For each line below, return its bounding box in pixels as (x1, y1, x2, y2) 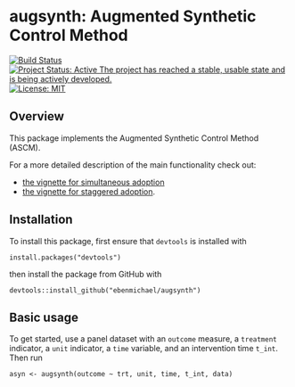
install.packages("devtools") (9, 252, 122, 262)
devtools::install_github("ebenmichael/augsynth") (9, 285, 201, 295)
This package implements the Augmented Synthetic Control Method (9, 132, 259, 144)
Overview (9, 109, 65, 124)
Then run (9, 352, 43, 363)
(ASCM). (9, 142, 41, 152)
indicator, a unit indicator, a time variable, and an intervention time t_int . (9, 343, 279, 354)
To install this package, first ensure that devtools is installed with (9, 235, 247, 246)
